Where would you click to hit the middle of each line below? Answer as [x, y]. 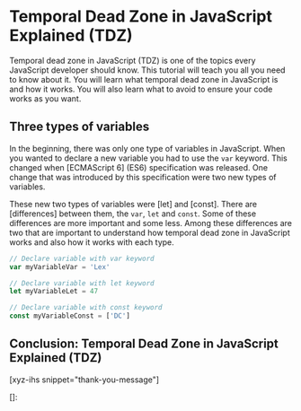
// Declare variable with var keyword [82, 258]
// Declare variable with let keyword [82, 283]
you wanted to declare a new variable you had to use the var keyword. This [148, 158]
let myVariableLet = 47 [54, 292]
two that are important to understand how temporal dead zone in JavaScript [150, 232]
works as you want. [45, 98]
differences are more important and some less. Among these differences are [150, 223]
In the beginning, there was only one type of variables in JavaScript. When [147, 148]
